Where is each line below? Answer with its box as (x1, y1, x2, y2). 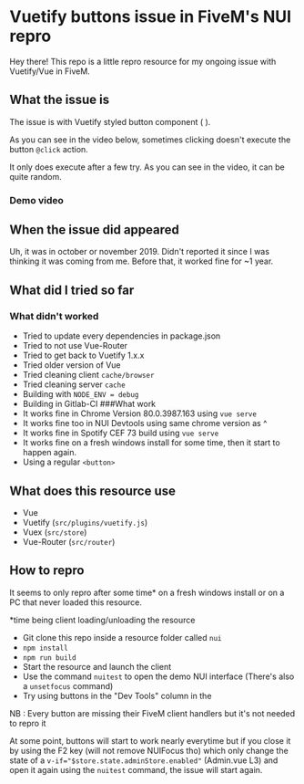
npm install (22, 643, 68, 653)
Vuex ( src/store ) (22, 527, 87, 538)
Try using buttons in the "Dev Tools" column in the (22, 690, 212, 701)
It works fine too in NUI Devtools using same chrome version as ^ (22, 418, 268, 429)
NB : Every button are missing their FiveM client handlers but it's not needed (9, 707, 296, 718)
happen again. (22, 447, 77, 458)
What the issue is (9, 92, 110, 108)
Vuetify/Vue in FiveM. (9, 66, 91, 77)
